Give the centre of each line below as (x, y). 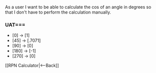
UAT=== (15, 25)
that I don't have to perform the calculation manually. (58, 12)
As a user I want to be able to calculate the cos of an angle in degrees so (78, 7)
